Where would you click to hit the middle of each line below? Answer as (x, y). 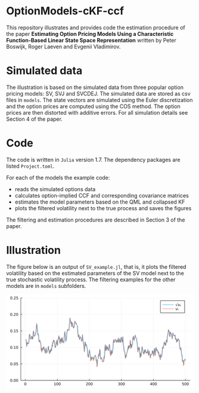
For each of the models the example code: (58, 177)
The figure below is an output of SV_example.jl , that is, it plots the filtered (96, 266)
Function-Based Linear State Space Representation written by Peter (91, 40)
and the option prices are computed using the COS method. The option (93, 106)
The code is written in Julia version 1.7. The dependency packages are (93, 159)
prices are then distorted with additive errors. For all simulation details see (97, 112)
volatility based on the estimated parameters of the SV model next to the (95, 273)
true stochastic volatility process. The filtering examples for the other (91, 280)
